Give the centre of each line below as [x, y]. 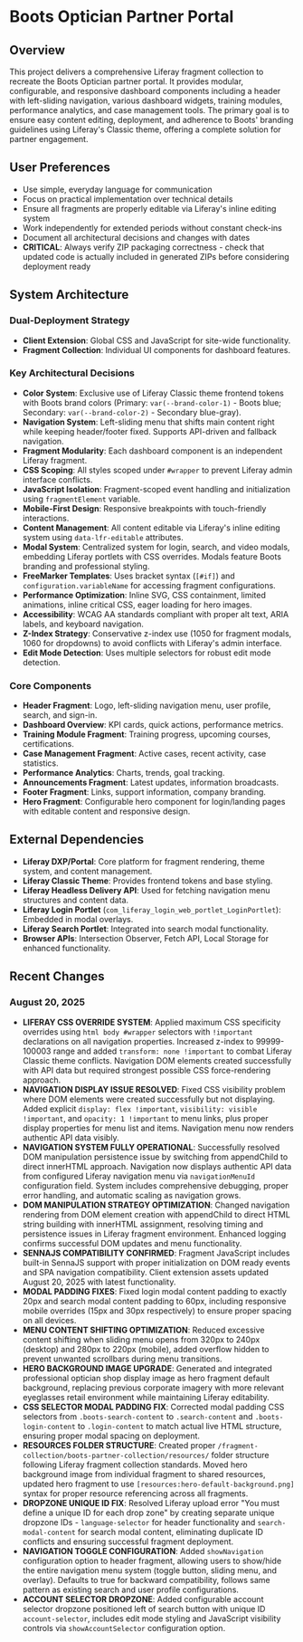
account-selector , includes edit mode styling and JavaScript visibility [151, 1618]
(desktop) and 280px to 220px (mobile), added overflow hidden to [146, 1349]
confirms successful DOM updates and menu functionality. [132, 1243]
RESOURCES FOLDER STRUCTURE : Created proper [119, 1445]
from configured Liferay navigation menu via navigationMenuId [139, 1176]
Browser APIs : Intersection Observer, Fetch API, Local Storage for [146, 938]
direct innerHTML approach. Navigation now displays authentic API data [157, 1166]
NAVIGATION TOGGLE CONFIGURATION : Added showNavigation [143, 1551]
